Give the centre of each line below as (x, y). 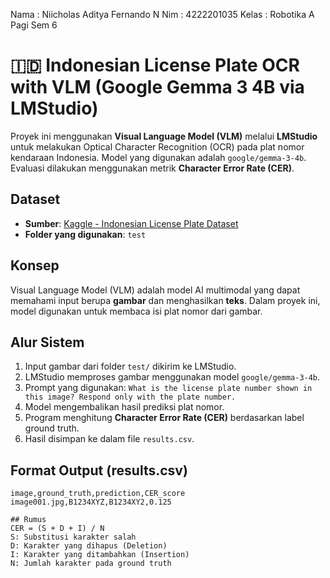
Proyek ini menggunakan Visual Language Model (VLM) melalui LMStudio (164, 136)
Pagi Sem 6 (34, 25)
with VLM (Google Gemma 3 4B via (157, 87)
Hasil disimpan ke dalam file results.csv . (109, 439)
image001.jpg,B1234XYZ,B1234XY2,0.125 (91, 502)
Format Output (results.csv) (99, 470)
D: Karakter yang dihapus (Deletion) (89, 546)
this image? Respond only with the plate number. (130, 397)
